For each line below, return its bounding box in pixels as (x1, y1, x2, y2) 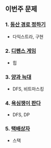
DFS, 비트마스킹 (12, 86, 44, 92)
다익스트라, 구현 (12, 33, 43, 39)
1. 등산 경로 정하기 (5, 21, 46, 28)
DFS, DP (12, 111, 30, 117)
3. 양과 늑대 (5, 73, 31, 81)
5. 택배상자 (5, 125, 30, 132)
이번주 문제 (5, 5, 37, 14)
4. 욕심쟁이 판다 (5, 100, 41, 107)
